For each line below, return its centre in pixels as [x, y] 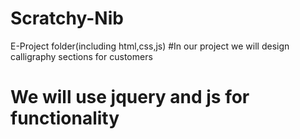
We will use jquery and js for [130, 97]
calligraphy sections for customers [81, 56]
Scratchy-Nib [67, 18]
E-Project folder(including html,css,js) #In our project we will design [150, 46]
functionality [65, 118]
